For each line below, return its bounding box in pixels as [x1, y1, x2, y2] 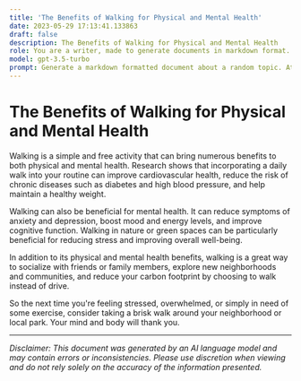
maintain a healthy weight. [9, 188, 107, 199]
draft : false [9, 30, 58, 39]
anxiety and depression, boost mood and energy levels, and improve [9, 215, 262, 226]
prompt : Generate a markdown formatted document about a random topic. [9, 64, 282, 73]
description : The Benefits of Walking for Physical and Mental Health [9, 38, 279, 48]
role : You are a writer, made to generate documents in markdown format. [9, 47, 291, 56]
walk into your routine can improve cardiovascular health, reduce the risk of [9, 169, 288, 180]
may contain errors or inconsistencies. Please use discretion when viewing [9, 351, 287, 363]
